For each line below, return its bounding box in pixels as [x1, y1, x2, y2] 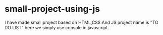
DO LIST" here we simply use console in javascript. [4, 24, 109, 30]
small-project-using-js [4, 3, 100, 15]
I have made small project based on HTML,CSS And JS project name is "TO [4, 19, 159, 25]
